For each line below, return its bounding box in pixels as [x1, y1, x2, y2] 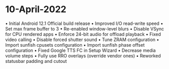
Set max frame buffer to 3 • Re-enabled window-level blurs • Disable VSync [5, 25, 164, 31]
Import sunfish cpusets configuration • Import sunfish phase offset [5, 42, 145, 48]
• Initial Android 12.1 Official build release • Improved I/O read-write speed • [5, 20, 163, 26]
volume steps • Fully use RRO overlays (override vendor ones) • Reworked [5, 52, 161, 59]
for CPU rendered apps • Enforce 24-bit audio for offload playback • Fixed [5, 31, 161, 37]
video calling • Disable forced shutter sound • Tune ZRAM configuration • [5, 37, 159, 43]
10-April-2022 [5, 4, 67, 15]
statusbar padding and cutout [5, 58, 67, 64]
